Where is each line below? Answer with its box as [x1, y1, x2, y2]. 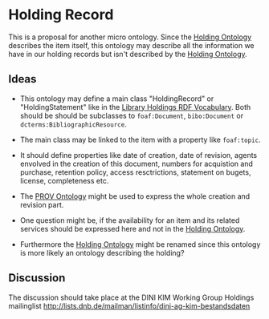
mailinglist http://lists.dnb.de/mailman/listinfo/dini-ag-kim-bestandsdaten [8, 301, 251, 310]
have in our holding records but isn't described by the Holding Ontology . [8, 49, 247, 59]
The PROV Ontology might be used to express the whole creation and [19, 191, 251, 201]
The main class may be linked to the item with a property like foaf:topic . [19, 135, 261, 144]
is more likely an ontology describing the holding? [19, 248, 185, 257]
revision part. [19, 200, 64, 209]
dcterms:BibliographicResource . [19, 119, 127, 129]
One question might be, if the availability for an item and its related [19, 215, 240, 225]
